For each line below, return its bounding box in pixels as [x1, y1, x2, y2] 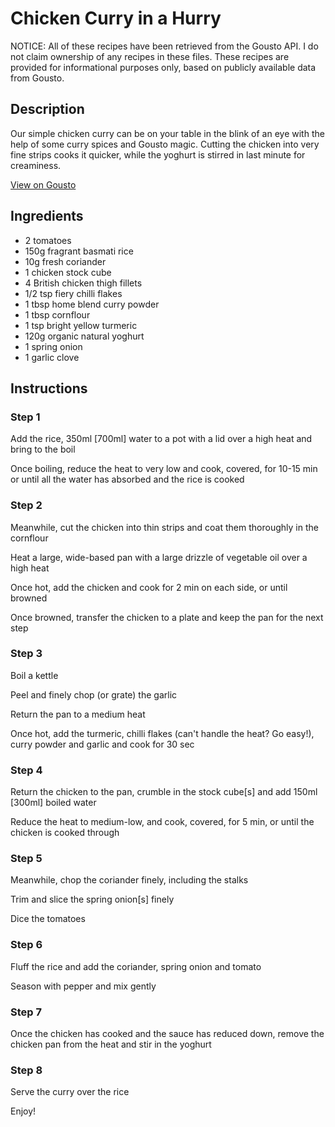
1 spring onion [24, 340, 83, 352]
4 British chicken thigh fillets [24, 277, 143, 289]
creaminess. [10, 159, 62, 171]
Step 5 [10, 852, 43, 866]
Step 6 [10, 938, 43, 952]
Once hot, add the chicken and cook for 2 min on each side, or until [10, 581, 288, 593]
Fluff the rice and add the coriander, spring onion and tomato [10, 960, 262, 972]
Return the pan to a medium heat [10, 708, 146, 720]
